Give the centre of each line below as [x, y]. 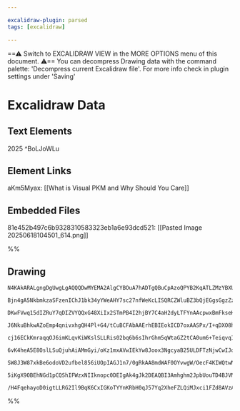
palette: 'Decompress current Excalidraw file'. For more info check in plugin [118, 68]
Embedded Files [44, 210]
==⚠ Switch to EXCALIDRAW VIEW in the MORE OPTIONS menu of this [112, 54]
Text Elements [40, 132]
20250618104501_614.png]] [48, 235]
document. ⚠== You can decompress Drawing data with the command [112, 61]
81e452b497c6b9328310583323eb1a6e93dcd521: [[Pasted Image [105, 228]
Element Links [39, 171]
